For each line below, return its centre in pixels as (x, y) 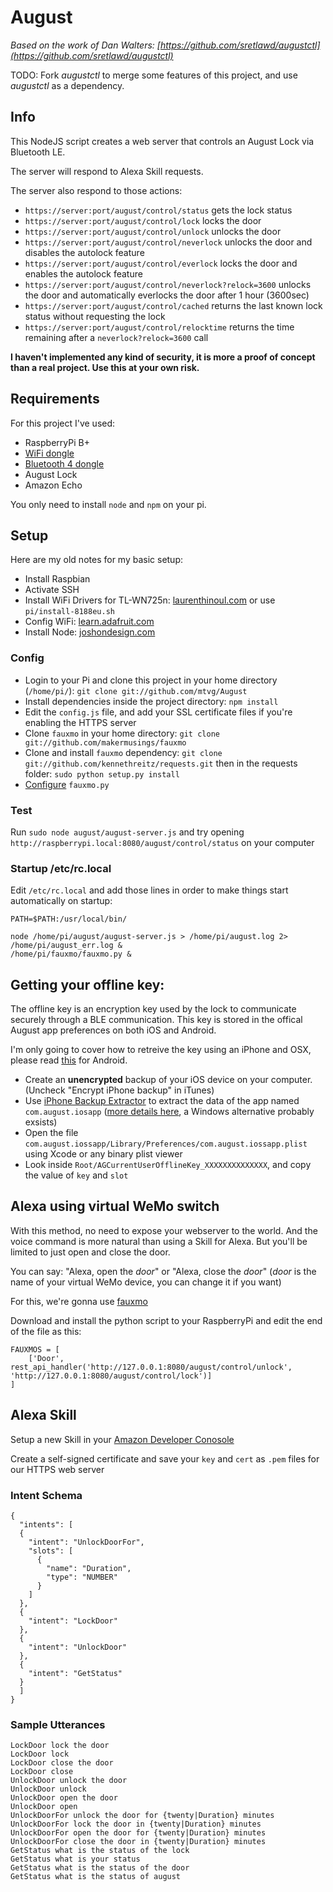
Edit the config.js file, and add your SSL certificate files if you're (158, 712)
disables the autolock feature (84, 252)
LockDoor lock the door (60, 1746)
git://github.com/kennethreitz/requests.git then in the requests (161, 763)
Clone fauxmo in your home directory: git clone (122, 733)
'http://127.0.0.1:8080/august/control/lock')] (111, 1376)
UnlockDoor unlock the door (69, 1781)
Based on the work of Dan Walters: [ (85, 45)
